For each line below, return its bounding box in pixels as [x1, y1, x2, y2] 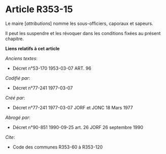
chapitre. [5, 36, 24, 42]
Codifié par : [5, 75, 30, 81]
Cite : [5, 134, 15, 140]
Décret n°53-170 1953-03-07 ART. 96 [12, 65, 91, 71]
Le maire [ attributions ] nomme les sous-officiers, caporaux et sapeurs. [5, 20, 153, 26]
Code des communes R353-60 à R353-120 [12, 144, 103, 150]
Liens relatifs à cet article [5, 45, 60, 51]
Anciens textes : [5, 55, 38, 61]
